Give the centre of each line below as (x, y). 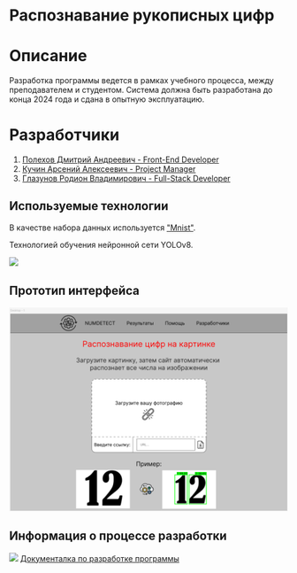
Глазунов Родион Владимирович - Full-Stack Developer (126, 179)
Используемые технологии (89, 206)
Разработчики (65, 135)
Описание (48, 56)
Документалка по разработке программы (99, 558)
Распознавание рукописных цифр (142, 15)
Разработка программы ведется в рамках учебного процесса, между (141, 81)
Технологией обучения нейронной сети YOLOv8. (101, 244)
